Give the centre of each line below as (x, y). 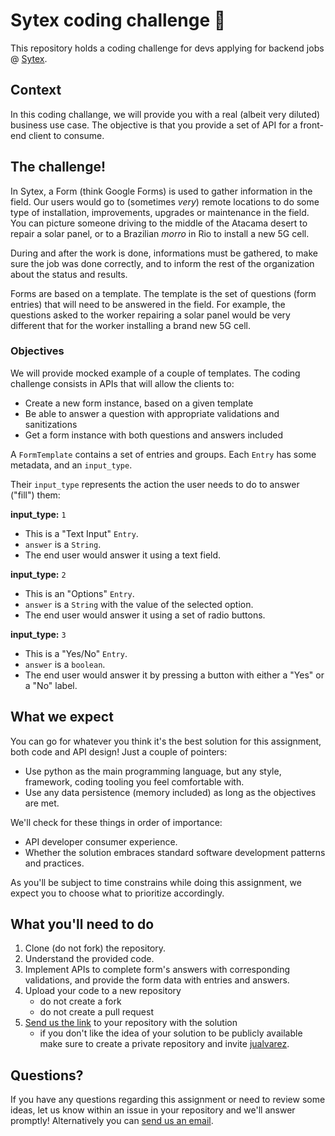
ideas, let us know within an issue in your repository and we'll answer (153, 1110)
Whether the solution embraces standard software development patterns (175, 852)
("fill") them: (35, 495)
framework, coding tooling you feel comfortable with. (134, 781)
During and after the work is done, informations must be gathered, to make (164, 253)
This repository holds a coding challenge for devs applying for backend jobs (167, 48)
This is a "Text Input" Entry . (81, 533)
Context (36, 90)
